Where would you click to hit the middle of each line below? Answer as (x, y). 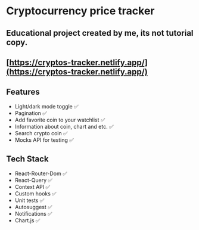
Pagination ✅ (31, 113)
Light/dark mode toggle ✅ (46, 106)
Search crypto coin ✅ (41, 133)
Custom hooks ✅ (35, 193)
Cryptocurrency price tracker (80, 11)
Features (23, 92)
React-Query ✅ (33, 180)
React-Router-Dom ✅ (41, 173)
